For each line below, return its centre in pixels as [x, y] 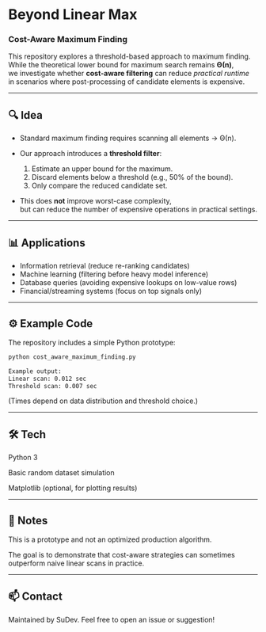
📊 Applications [47, 243]
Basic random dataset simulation [61, 473]
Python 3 [23, 458]
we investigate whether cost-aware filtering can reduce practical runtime [129, 74]
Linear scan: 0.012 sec [47, 379]
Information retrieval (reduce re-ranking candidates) [104, 266]
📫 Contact [36, 597]
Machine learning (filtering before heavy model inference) [114, 274]
